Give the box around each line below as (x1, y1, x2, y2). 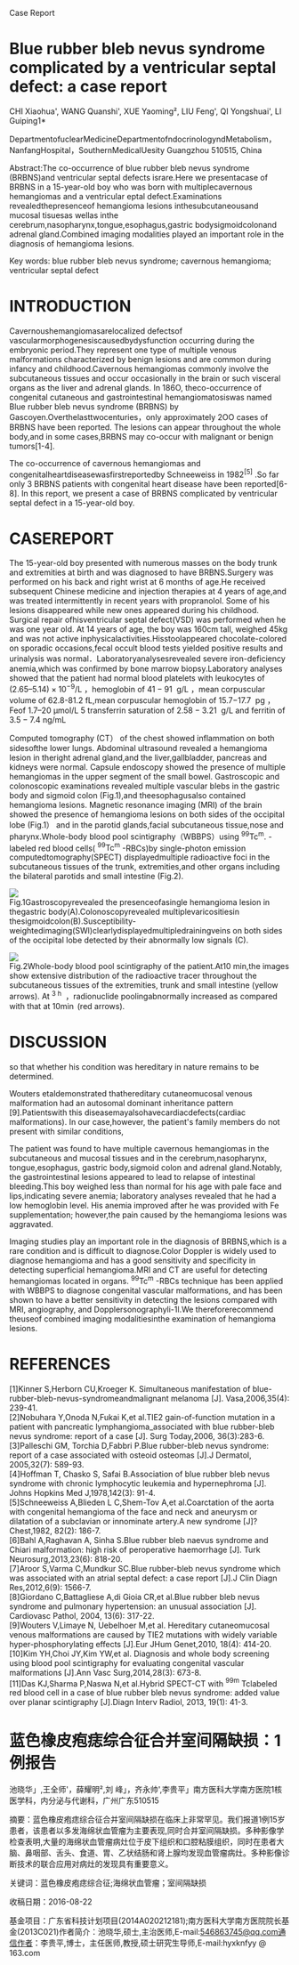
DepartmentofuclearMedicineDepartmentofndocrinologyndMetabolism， (9, 133, 277, 144)
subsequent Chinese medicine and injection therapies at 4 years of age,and (9, 586, 287, 597)
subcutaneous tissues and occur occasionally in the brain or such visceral (9, 373, 281, 384)
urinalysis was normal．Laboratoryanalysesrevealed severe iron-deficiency (9, 653, 287, 664)
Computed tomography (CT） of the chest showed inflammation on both (9, 733, 275, 744)
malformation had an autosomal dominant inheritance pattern (9, 1098, 234, 1109)
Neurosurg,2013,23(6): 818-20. (9, 1553, 123, 1565)
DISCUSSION (9, 1032, 108, 1053)
